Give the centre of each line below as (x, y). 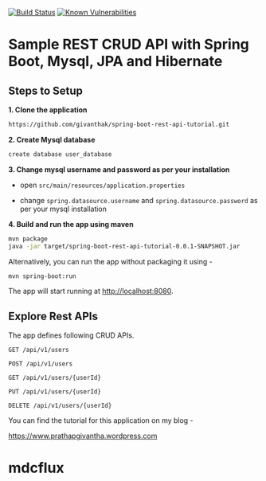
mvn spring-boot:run (43, 276)
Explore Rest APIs (53, 316)
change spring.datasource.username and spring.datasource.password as (139, 200)
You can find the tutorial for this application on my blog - (101, 420)
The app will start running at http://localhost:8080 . (91, 291)
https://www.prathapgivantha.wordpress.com (83, 436)
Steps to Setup (46, 90)
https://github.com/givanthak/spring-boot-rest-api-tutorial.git (119, 124)
